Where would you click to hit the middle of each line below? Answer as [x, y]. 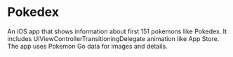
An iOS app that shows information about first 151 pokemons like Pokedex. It [117, 31]
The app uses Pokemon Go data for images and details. [87, 46]
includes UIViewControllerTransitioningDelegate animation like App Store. [113, 38]
